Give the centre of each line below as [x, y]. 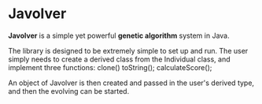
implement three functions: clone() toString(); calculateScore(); [110, 67]
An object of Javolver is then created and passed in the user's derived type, [131, 83]
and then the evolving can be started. [69, 91]
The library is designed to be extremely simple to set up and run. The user [128, 50]
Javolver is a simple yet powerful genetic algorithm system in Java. [119, 35]
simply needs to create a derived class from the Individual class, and [119, 59]
